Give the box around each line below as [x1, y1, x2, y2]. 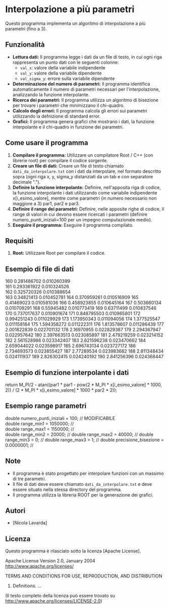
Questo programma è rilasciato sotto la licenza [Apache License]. [5, 548, 141, 554]
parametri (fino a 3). [5, 25, 47, 31]
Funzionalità [5, 41, 45, 49]
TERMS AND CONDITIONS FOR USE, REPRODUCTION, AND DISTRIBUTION [5, 573, 162, 579]
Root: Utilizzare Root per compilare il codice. [12, 250, 106, 256]
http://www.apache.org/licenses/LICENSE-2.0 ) [5, 598, 102, 604]
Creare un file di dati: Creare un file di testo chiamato [12, 163, 124, 169]
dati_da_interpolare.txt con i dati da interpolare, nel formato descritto [12, 168, 161, 174]
